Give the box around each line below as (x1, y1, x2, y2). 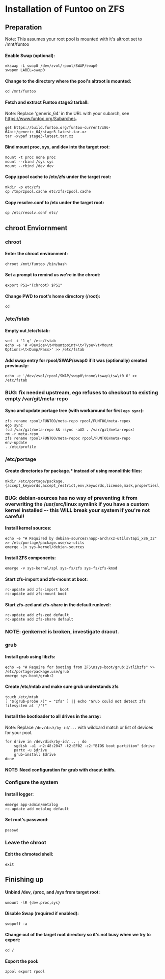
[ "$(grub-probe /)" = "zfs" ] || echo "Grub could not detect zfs (5, 699, 146, 704)
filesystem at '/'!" (5, 703, 48, 708)
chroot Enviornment (5, 224, 68, 232)
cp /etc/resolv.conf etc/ (5, 210, 58, 215)
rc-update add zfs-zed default (5, 613, 69, 618)
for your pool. (5, 729, 33, 736)
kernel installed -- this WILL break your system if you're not (5, 506, 150, 513)
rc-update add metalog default (5, 806, 69, 811)
